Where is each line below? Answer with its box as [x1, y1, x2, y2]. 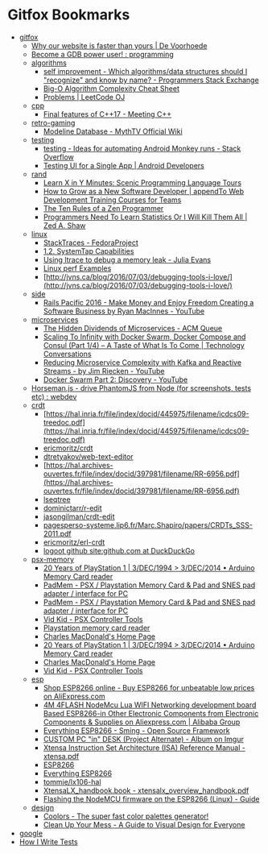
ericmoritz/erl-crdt [43, 537, 105, 547]
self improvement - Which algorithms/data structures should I [43, 66, 248, 76]
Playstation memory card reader [43, 623, 150, 632]
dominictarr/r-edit [43, 503, 102, 512]
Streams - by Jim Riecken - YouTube [43, 366, 165, 375]
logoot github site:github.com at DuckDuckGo [43, 545, 195, 555]
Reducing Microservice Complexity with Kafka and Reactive [43, 357, 242, 367]
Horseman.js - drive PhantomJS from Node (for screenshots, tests [31, 383, 251, 392]
